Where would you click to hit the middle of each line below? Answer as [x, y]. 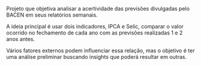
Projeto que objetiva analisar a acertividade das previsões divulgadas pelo [98, 9]
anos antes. [21, 39]
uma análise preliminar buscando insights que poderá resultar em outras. [97, 57]
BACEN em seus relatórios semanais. [52, 15]
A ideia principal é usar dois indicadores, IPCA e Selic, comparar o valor [95, 26]
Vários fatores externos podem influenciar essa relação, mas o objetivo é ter [100, 51]
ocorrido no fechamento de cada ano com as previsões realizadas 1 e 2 [94, 33]
